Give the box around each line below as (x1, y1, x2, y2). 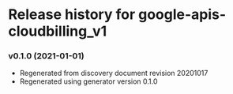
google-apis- (137, 6, 227, 24)
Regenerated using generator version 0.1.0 (19, 77, 158, 86)
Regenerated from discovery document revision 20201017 (19, 69, 209, 78)
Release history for (8, 6, 136, 24)
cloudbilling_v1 (8, 22, 107, 40)
